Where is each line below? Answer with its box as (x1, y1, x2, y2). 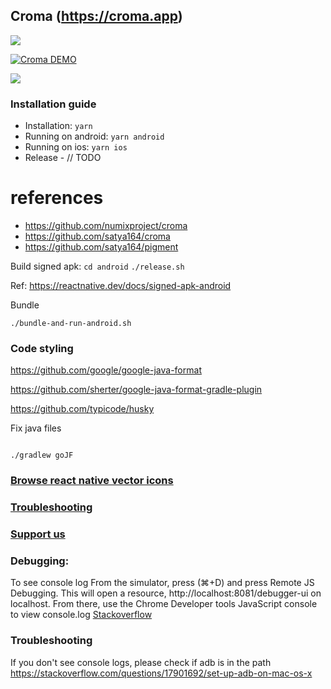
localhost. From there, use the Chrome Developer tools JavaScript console (10, 598, 318, 610)
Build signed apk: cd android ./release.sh (10, 260, 185, 273)
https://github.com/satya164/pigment (24, 241, 179, 253)
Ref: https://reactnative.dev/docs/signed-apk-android (10, 280, 232, 292)
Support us (10, 527, 66, 541)
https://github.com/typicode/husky (10, 403, 155, 415)
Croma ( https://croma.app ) (10, 8, 183, 25)
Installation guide (10, 97, 97, 111)
